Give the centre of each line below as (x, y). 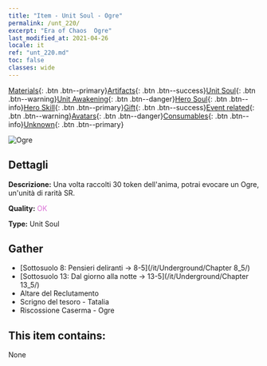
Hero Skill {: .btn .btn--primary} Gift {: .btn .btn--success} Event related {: (139, 107)
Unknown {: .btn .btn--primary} (74, 124)
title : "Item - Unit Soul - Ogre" (66, 16)
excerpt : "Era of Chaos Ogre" (60, 30)
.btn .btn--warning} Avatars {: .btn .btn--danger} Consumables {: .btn (118, 116)
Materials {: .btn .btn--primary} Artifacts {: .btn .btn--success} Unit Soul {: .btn (132, 90)
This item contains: (57, 335)
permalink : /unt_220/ (44, 23)
